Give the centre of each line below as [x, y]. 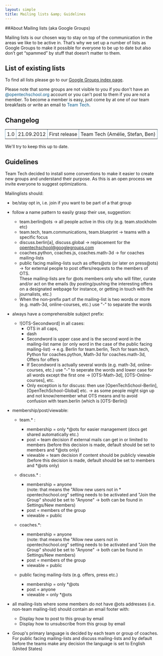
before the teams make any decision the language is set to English [78, 643]
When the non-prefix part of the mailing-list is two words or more [85, 299]
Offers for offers [43, 359]
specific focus [34, 237]
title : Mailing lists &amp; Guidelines [45, 14]
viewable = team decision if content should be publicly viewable [91, 455]
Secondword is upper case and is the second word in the [84, 338]
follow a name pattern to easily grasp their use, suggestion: [72, 212]
